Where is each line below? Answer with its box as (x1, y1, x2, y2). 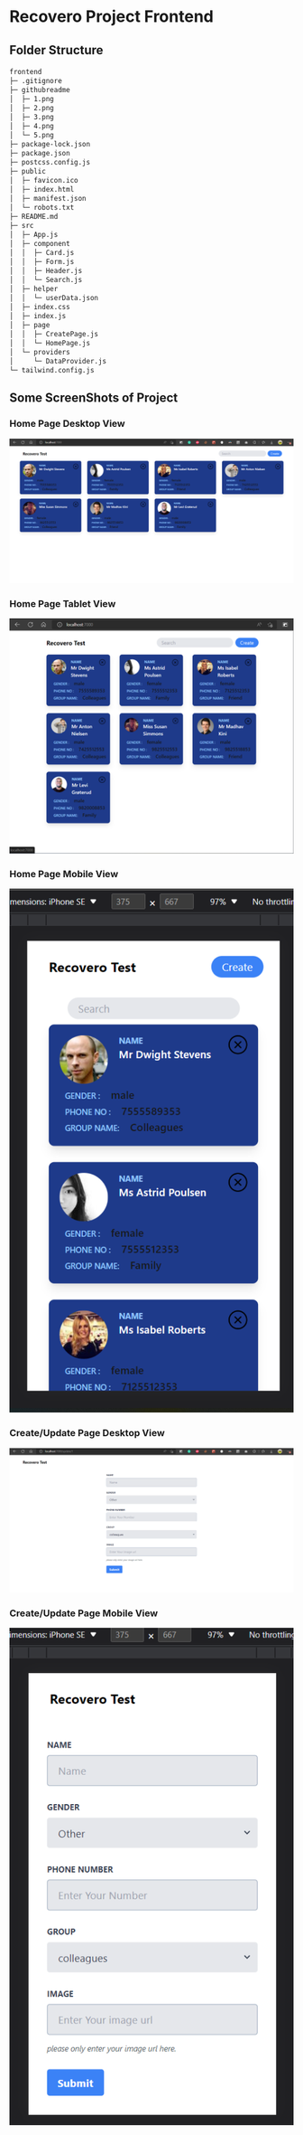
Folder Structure (9, 43, 104, 58)
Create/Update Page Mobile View (9, 1607, 159, 1620)
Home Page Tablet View (9, 598, 116, 610)
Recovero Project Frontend (9, 6, 214, 27)
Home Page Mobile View (9, 867, 119, 880)
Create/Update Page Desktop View (9, 1427, 165, 1440)
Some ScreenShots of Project (9, 391, 179, 406)
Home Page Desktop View (9, 418, 125, 430)
